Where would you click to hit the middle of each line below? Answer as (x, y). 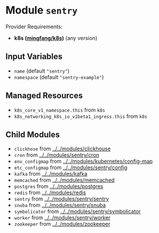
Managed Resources (44, 96)
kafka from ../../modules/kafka (51, 174)
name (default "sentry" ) (42, 71)
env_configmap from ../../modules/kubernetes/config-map (83, 161)
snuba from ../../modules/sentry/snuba (60, 205)
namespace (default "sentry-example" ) (59, 77)
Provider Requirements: (34, 27)
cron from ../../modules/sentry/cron (57, 155)
